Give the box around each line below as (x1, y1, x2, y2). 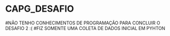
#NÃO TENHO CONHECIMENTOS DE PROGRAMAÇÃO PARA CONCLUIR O (5, 20, 160, 26)
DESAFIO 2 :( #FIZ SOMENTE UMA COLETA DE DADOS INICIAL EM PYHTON (5, 25, 165, 31)
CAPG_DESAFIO (5, 3, 75, 15)
